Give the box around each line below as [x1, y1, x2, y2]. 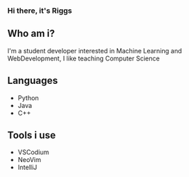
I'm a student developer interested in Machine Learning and [7, 46, 183, 55]
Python [17, 93, 39, 102]
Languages [7, 75, 58, 87]
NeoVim [17, 156, 41, 164]
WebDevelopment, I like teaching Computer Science [7, 54, 160, 63]
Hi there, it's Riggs [7, 6, 72, 16]
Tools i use [7, 129, 56, 141]
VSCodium [17, 148, 50, 156]
